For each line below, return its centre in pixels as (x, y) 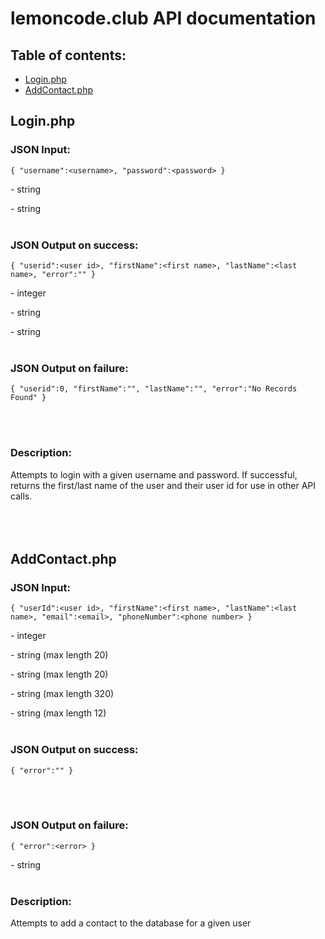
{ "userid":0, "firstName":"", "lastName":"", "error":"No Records (154, 389)
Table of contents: (68, 55)
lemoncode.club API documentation (163, 18)
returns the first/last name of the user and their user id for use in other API (163, 485)
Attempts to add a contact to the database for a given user (131, 923)
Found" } (28, 398)
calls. (21, 496)
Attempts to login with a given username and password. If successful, (154, 474)
